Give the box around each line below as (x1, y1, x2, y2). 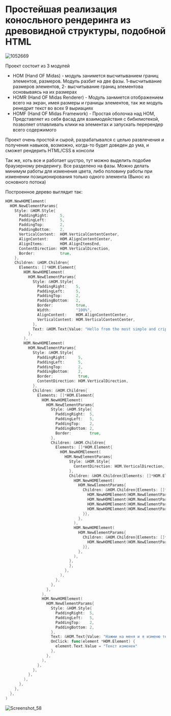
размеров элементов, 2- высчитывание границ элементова (12, 83, 144, 90)
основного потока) (5, 179, 46, 185)
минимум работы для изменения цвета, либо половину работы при (5, 168, 153, 174)
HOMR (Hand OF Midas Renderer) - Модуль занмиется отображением (12, 94, 164, 100)
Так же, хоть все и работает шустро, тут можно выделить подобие (5, 157, 151, 163)
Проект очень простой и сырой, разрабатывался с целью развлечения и (5, 136, 164, 143)
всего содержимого (12, 126, 57, 133)
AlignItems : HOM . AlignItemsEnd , (18, 241, 101, 246)
